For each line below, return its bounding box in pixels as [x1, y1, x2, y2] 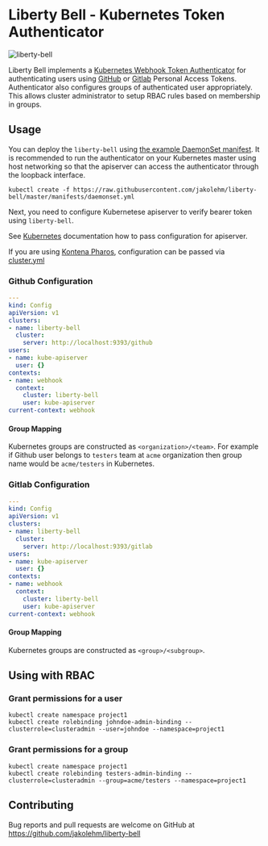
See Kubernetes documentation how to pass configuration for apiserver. [8, 231, 248, 241]
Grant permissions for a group [8, 744, 129, 756]
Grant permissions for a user [8, 693, 123, 704]
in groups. [8, 99, 42, 109]
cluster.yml [8, 255, 45, 265]
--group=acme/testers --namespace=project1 [97, 777, 247, 785]
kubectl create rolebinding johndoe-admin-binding [8, 718, 182, 727]
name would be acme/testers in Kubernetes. [8, 459, 155, 469]
